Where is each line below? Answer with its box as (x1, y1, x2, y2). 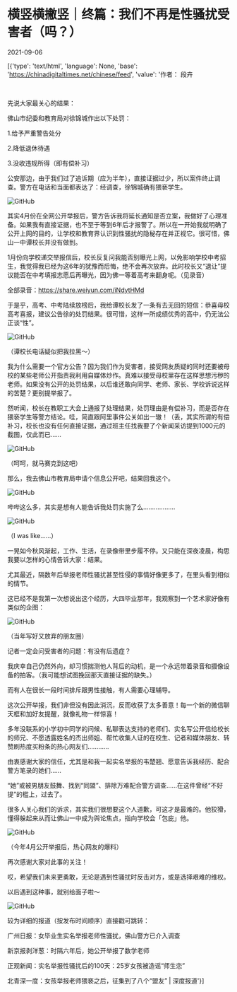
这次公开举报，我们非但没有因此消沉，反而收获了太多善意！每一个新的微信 (7, 701, 224, 709)
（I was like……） (7, 531, 58, 539)
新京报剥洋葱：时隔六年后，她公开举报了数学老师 (7, 946, 150, 955)
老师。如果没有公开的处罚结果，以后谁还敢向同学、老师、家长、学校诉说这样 (7, 380, 230, 388)
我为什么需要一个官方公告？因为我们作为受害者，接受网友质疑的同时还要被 (7, 362, 224, 370)
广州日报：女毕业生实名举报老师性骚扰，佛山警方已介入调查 (7, 931, 181, 940)
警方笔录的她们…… (7, 766, 62, 774)
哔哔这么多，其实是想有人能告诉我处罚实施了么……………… (7, 503, 176, 511)
